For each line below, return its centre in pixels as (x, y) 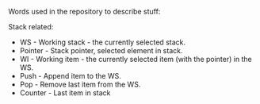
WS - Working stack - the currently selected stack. (103, 42)
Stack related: (31, 27)
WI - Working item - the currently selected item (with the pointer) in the (136, 59)
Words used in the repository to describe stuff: (84, 12)
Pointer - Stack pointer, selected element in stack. (101, 50)
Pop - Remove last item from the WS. (80, 84)
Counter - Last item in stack (65, 93)
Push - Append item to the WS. (70, 76)
